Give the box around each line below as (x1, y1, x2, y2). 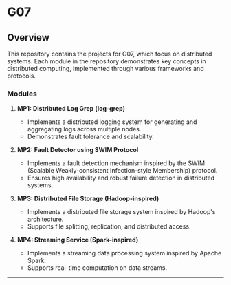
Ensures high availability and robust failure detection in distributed (27, 173, 215, 182)
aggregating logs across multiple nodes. (27, 125, 142, 134)
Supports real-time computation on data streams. (27, 264, 167, 272)
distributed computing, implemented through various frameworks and (7, 65, 204, 72)
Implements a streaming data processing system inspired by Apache (27, 249, 222, 257)
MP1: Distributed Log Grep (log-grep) (16, 105, 126, 113)
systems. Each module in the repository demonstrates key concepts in (7, 57, 206, 65)
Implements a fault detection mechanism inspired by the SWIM (27, 159, 205, 167)
